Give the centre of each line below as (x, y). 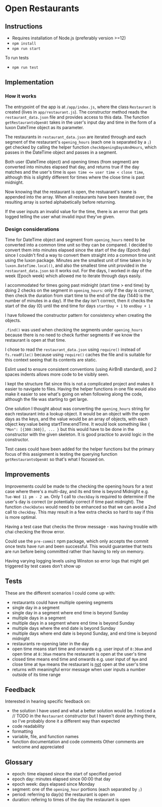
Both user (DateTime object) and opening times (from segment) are (72, 162)
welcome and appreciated (38, 747)
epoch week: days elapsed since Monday (53, 784)
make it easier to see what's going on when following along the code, (74, 394)
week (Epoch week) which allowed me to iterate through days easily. (73, 276)
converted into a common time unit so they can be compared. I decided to (79, 245)
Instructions (24, 26)
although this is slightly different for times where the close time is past (75, 177)
